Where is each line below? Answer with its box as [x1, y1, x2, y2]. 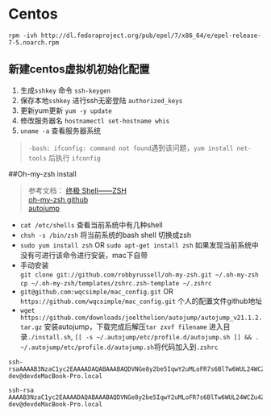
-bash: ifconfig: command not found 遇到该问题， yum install [27, 143, 234, 152]
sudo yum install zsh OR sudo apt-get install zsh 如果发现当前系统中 [19, 239, 260, 250]
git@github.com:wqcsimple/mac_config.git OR [19, 286, 173, 296]
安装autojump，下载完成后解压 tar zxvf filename [44, 322, 207, 331]
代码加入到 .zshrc [161, 342, 219, 352]
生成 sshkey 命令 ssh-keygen [19, 85, 111, 95]
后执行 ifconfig [48, 152, 101, 162]
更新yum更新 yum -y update [19, 106, 113, 115]
